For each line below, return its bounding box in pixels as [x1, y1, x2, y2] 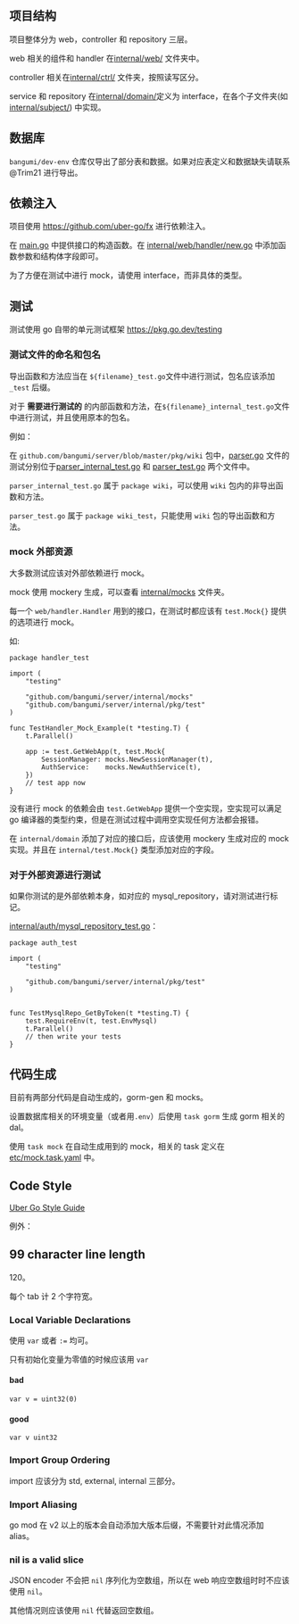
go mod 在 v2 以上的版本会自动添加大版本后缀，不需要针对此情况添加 [9, 1520, 265, 1530]
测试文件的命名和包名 [9, 349, 101, 361]
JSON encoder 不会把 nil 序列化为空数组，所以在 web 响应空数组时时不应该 [9, 1575, 290, 1586]
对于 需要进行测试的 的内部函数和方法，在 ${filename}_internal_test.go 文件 [9, 401, 290, 411]
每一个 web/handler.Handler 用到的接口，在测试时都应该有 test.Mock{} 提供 [9, 605, 287, 616]
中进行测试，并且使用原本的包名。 [9, 411, 135, 422]
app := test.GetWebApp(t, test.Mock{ [25, 747, 166, 756]
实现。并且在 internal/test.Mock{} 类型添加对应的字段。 [9, 844, 220, 855]
